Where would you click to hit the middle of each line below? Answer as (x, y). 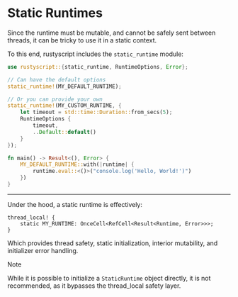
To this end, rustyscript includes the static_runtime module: (96, 54)
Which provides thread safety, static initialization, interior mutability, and (113, 243)
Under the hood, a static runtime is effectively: (75, 204)
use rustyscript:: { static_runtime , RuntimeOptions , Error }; (98, 67)
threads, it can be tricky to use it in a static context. (82, 40)
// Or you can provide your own (55, 99)
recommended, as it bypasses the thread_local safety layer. (94, 286)
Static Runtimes (55, 13)
